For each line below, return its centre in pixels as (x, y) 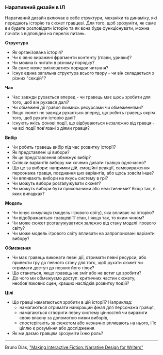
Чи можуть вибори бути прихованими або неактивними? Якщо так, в (84, 189)
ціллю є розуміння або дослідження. (57, 328)
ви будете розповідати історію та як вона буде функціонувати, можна (77, 28)
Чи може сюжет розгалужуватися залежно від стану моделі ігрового (84, 223)
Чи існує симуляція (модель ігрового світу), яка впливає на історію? (83, 213)
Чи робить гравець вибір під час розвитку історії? (64, 147)
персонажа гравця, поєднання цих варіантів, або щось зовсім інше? (83, 173)
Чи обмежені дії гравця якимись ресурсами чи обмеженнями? (77, 108)
